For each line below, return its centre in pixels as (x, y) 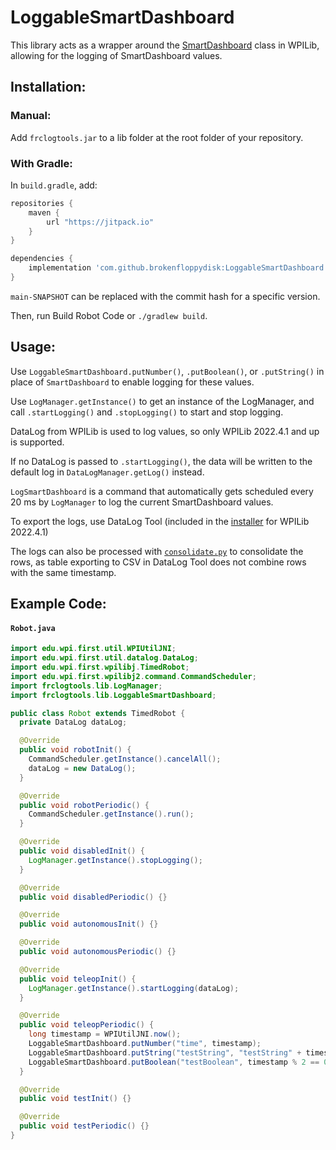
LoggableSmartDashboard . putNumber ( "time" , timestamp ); (145, 1044)
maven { (44, 212)
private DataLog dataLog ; (73, 722)
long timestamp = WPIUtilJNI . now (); (105, 1034)
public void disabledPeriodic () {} (93, 897)
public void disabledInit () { (82, 851)
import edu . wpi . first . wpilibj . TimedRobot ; (100, 667)
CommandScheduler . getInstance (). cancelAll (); (125, 759)
